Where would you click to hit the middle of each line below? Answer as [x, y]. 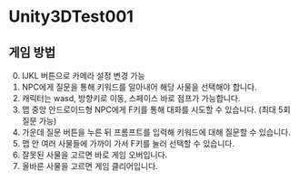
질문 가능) [39, 121]
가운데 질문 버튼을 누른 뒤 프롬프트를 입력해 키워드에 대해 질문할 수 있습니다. [156, 132]
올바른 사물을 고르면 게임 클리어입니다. [90, 166]
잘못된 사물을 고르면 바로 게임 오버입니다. [95, 155]
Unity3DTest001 [71, 17]
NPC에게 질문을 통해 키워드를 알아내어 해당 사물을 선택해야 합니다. [139, 87]
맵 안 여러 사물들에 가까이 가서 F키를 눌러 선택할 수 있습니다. [128, 143]
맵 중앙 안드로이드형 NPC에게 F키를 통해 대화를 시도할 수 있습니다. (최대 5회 [156, 109]
